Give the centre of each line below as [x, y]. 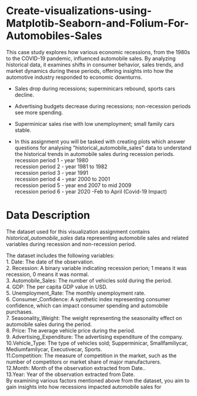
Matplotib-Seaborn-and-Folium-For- [98, 23]
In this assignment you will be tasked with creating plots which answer [100, 141]
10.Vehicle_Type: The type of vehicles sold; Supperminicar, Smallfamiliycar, [97, 343]
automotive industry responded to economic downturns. [74, 77]
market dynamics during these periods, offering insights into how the [90, 71]
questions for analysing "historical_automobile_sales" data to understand [103, 148]
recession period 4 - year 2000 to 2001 [62, 179]
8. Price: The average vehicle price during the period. [71, 330]
